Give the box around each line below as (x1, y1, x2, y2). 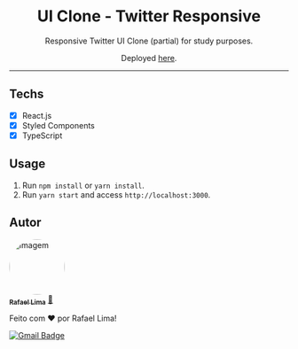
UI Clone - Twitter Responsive (36, 6, 262, 27)
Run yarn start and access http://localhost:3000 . (21, 189, 211, 200)
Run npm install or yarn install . (21, 180, 145, 190)
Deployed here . (121, 52, 177, 63)
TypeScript (21, 130, 63, 141)
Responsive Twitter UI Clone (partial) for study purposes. (44, 35, 254, 46)
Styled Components (21, 120, 96, 130)
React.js (21, 110, 52, 120)
